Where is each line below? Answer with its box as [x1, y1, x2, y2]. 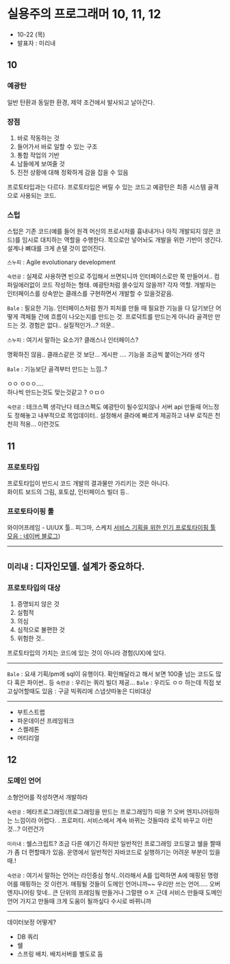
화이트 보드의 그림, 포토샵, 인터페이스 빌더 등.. [7, 487, 129, 495]
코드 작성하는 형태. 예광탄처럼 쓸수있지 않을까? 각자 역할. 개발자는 [42, 281, 217, 289]
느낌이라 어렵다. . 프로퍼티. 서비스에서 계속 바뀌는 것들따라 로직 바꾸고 [14, 816, 201, 825]
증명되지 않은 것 [16, 599, 60, 608]
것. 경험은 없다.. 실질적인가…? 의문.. [19, 321, 115, 330]
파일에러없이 [7, 281, 41, 289]
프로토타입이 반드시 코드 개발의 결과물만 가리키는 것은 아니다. [7, 479, 170, 487]
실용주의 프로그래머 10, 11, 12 [7, 6, 162, 22]
